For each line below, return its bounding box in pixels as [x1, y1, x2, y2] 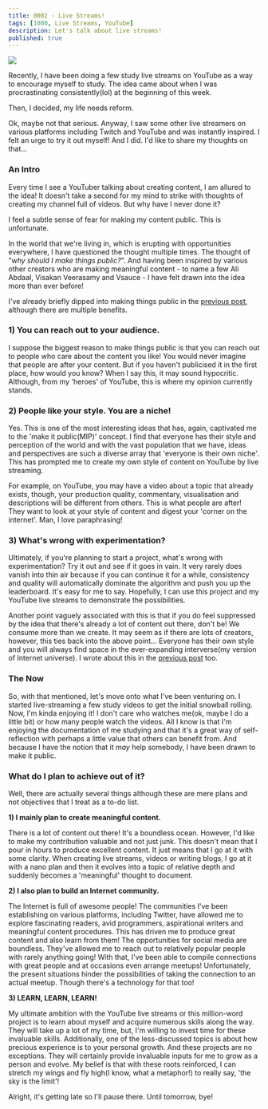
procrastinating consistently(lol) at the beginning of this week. [8, 88, 212, 97]
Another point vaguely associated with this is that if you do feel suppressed [8, 611, 256, 621]
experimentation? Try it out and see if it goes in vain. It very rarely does [8, 562, 242, 571]
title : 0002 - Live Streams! [8, 11, 105, 20]
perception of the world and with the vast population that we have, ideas [8, 440, 246, 450]
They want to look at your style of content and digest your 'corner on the [8, 507, 247, 516]
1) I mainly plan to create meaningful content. [8, 813, 161, 823]
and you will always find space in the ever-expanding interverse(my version [8, 645, 257, 654]
